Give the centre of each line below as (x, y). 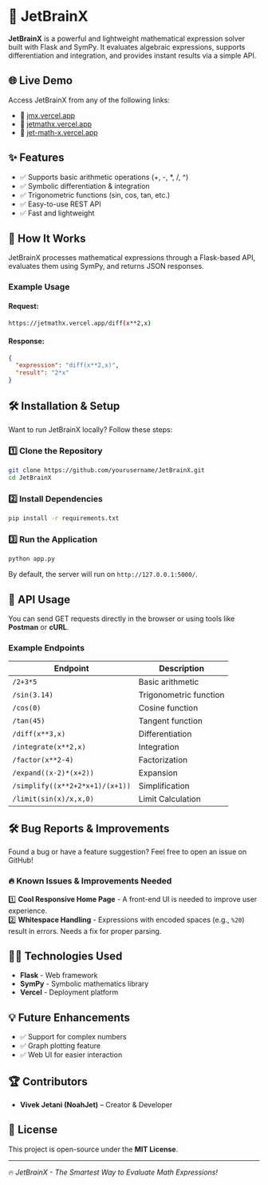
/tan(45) (29, 721)
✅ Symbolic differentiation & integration (85, 186)
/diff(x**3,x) (39, 734)
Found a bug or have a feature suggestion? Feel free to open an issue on (128, 852)
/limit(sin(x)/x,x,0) (53, 799)
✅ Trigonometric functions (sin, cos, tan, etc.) (95, 194)
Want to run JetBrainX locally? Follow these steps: (91, 429)
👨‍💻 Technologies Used (65, 956)
